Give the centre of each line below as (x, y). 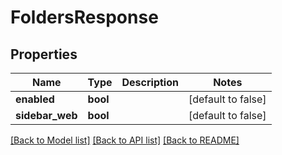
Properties (44, 54)
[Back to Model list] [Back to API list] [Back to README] (125, 140)
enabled (35, 99)
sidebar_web (46, 115)
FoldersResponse (84, 17)
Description (150, 82)
